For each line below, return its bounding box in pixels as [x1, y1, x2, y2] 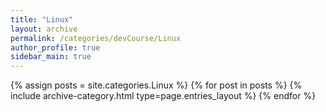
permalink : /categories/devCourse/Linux [10, 33, 182, 43]
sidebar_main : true [10, 52, 92, 62]
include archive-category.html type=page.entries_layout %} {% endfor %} [10, 90, 317, 102]
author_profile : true [10, 42, 101, 53]
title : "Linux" [10, 14, 74, 25]
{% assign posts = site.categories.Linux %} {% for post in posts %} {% [10, 79, 303, 91]
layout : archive [10, 24, 78, 34]
